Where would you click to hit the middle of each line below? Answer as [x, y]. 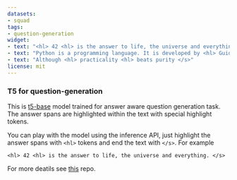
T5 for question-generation [55, 91]
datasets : [22, 14]
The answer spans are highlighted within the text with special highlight [110, 114]
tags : [15, 27]
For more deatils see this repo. [51, 168]
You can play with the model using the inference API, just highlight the [109, 135]
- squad [19, 20]
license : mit [26, 66]
